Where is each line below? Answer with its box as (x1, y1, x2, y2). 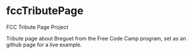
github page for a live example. (6, 41, 82, 48)
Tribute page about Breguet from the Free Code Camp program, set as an (6, 35, 186, 42)
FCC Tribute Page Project (6, 23, 69, 31)
